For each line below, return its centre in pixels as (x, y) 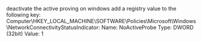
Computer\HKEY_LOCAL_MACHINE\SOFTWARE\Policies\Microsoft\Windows (101, 21)
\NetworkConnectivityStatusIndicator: (53, 27)
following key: (24, 15)
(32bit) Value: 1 (25, 34)
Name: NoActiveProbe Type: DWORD (148, 27)
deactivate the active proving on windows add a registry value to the (91, 9)
